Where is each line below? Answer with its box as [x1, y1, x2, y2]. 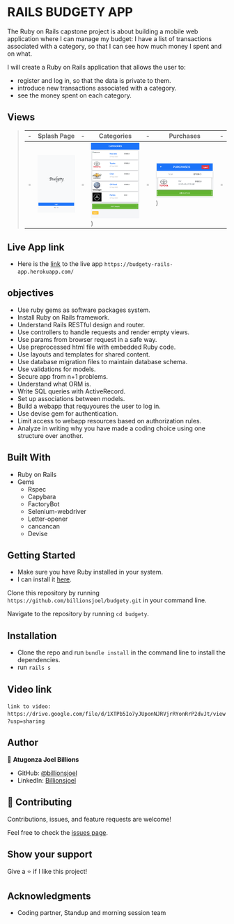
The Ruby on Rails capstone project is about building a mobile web [7, 27, 198, 36]
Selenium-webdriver [27, 507, 87, 515]
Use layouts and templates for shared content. [17, 350, 150, 359]
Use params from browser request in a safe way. [17, 335, 157, 343]
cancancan [27, 522, 61, 530]
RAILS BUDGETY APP [7, 4, 134, 20]
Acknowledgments [7, 890, 92, 902]
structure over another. [17, 431, 84, 439]
